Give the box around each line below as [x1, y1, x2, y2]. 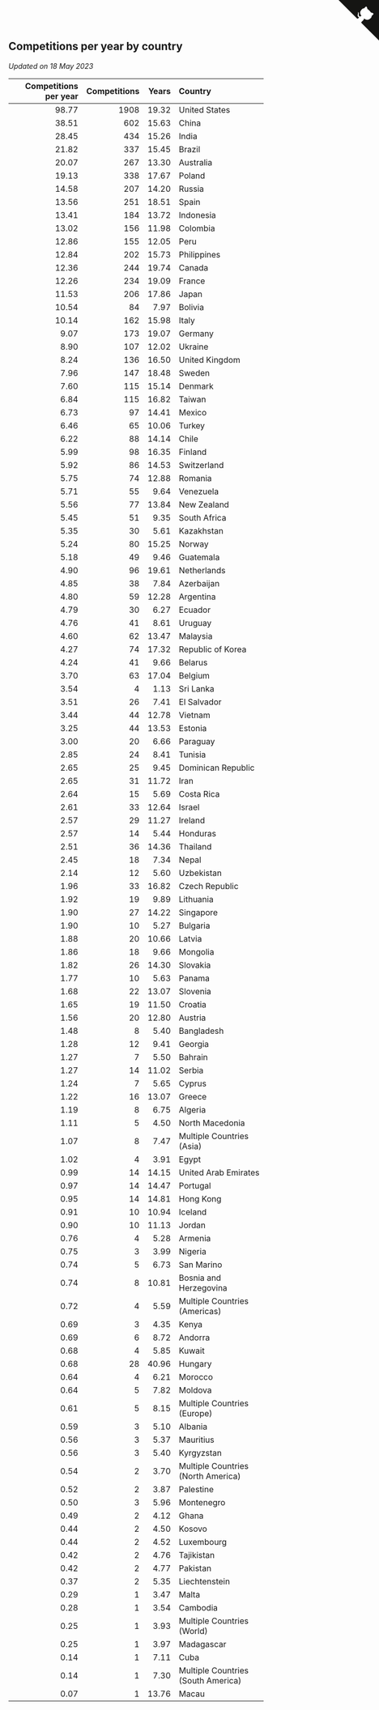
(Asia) [178, 1140, 202, 1151]
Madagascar [178, 1638, 227, 1649]
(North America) [178, 1470, 241, 1482]
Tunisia [178, 749, 207, 760]
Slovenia [178, 985, 212, 997]
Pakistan [178, 1563, 212, 1574]
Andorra [178, 1332, 211, 1343]
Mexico [178, 406, 207, 418]
